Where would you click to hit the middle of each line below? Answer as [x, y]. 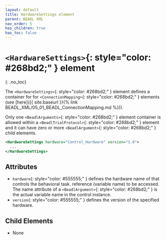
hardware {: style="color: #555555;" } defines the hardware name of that [86, 179]
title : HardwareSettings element [40, 14]
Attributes [21, 167]
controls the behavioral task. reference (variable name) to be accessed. [86, 184]
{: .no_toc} [16, 82]
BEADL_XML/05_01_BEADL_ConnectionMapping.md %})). [64, 107]
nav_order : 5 [19, 24]
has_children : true [25, 28]
